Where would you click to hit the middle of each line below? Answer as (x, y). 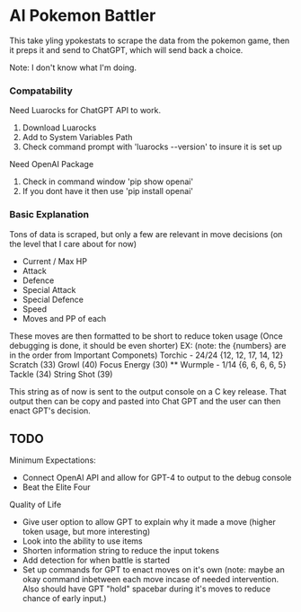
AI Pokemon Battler (83, 16)
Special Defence (53, 299)
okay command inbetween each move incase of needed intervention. (150, 580)
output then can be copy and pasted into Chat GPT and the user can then (145, 401)
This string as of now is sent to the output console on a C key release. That (148, 391)
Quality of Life (35, 505)
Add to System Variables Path (77, 137)
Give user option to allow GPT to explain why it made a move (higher (149, 522)
